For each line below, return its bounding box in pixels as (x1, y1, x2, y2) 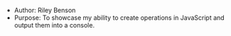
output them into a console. (14, 21, 95, 29)
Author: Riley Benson (14, 6, 76, 14)
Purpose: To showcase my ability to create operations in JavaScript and (14, 13, 225, 22)
